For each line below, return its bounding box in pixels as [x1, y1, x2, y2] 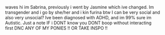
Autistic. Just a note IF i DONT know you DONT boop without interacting [5, 20, 152, 26]
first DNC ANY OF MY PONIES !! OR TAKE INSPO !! [5, 25, 108, 31]
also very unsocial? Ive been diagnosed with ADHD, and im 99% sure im [5, 15, 152, 20]
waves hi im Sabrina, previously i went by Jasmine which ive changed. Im [5, 4, 154, 10]
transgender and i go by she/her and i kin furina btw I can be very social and [5, 9, 160, 15]
